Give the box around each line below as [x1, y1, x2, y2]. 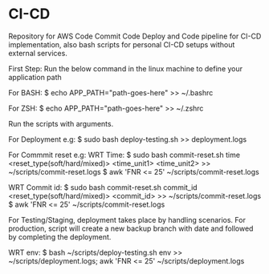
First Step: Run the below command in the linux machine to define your [8, 63, 243, 73]
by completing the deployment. [8, 232, 112, 241]
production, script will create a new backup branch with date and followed [8, 224, 254, 233]
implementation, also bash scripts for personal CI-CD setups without [8, 39, 235, 49]
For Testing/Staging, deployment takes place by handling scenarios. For [8, 215, 247, 224]
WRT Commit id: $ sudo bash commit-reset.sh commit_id [8, 182, 198, 192]
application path [8, 72, 62, 82]
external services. [8, 48, 68, 58]
